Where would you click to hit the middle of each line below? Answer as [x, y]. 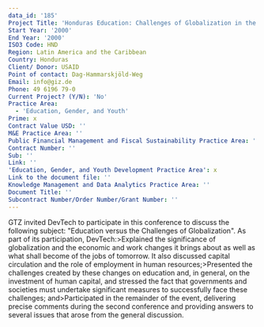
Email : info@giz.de [40, 82]
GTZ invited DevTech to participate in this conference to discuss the [119, 222]
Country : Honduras [38, 60]
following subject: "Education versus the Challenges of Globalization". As [127, 230]
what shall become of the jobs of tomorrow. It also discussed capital [119, 256]
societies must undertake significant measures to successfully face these [128, 289]
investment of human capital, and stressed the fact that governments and [128, 281]
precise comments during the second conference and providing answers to [131, 306]
